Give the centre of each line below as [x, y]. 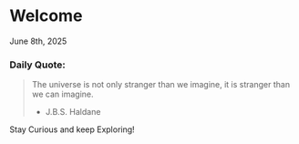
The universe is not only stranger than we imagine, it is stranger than [160, 85]
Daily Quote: [38, 65]
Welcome [46, 16]
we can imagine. [62, 94]
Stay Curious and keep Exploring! [72, 129]
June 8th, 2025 [38, 41]
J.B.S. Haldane [73, 112]
